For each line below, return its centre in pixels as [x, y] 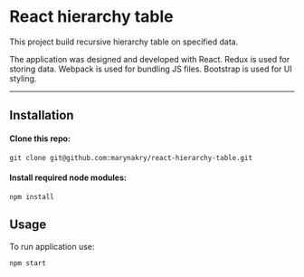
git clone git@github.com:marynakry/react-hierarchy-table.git [131, 158]
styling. [23, 78]
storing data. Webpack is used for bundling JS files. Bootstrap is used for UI [151, 69]
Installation [42, 115]
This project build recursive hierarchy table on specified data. [124, 42]
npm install [32, 196]
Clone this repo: [40, 138]
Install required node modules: [68, 177]
